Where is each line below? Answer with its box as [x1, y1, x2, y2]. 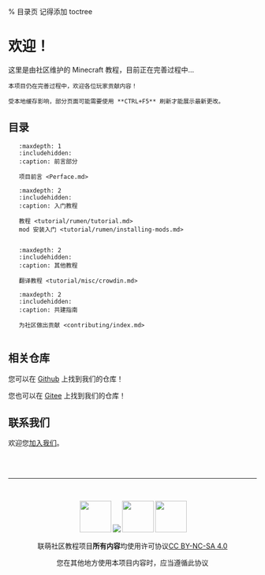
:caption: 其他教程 [18, 261, 78, 270]
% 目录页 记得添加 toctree [8, 7, 93, 16]
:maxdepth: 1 [18, 142, 62, 150]
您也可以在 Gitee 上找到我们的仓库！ [8, 390, 126, 400]
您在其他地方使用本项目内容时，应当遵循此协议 [56, 558, 209, 568]
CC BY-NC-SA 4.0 [168, 541, 228, 551]
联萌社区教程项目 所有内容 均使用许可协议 [37, 541, 170, 551]
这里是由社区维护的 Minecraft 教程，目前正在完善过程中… [8, 65, 195, 74]
